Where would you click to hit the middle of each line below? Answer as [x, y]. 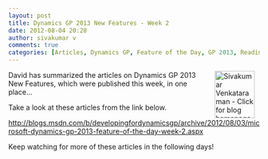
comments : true [33, 45]
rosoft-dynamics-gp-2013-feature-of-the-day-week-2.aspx [106, 131]
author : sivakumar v [43, 38]
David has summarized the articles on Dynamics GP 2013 [102, 75]
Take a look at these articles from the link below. [88, 107]
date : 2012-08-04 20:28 [48, 30]
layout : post [30, 16]
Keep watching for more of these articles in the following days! [111, 147]
